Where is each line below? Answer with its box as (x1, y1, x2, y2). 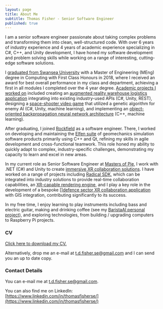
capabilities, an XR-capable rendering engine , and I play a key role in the (5, 182, 151, 188)
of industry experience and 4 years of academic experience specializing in (5, 44, 155, 50)
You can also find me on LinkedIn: (5, 288, 73, 293)
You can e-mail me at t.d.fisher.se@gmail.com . (5, 278, 99, 284)
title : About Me (5, 12, 38, 17)
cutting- (139, 55, 155, 61)
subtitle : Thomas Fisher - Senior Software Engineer (5, 16, 114, 21)
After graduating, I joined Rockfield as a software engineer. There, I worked (5, 125, 156, 132)
